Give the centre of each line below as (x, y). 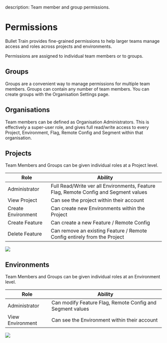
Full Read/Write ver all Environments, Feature (103, 186)
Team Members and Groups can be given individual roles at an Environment (83, 277)
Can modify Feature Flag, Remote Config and (104, 303)
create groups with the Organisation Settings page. (57, 94)
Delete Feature (25, 234)
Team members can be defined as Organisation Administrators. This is (77, 122)
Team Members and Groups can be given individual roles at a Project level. (82, 165)
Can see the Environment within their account (105, 320)
